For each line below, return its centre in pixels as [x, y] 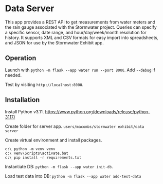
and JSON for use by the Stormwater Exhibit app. [54, 42]
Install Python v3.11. [25, 112]
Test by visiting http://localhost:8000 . [44, 84]
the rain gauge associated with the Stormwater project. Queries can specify [81, 27]
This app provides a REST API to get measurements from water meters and [80, 22]
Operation [21, 58]
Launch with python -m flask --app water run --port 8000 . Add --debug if [80, 70]
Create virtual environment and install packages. [54, 140]
